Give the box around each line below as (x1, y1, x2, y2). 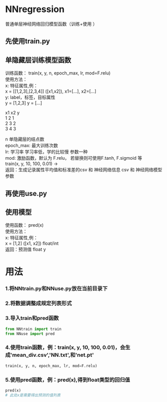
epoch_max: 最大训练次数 (5, 143, 58, 149)
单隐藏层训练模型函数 (5, 55, 71, 64)
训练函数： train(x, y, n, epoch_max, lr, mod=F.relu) (5, 70, 111, 76)
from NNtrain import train (5, 326, 62, 331)
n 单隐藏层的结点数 (5, 136, 45, 142)
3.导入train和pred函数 (5, 315, 59, 322)
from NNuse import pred (5, 331, 55, 336)
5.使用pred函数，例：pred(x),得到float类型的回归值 (5, 376, 130, 383)
